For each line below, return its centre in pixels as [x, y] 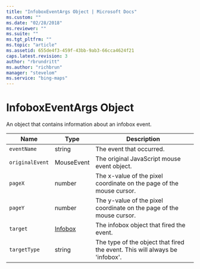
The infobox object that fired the [140, 225]
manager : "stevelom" [32, 73]
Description [143, 139]
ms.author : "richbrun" [34, 67]
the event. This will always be [136, 250]
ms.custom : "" [24, 17]
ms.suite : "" [22, 34]
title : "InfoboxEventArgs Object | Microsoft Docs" [71, 12]
